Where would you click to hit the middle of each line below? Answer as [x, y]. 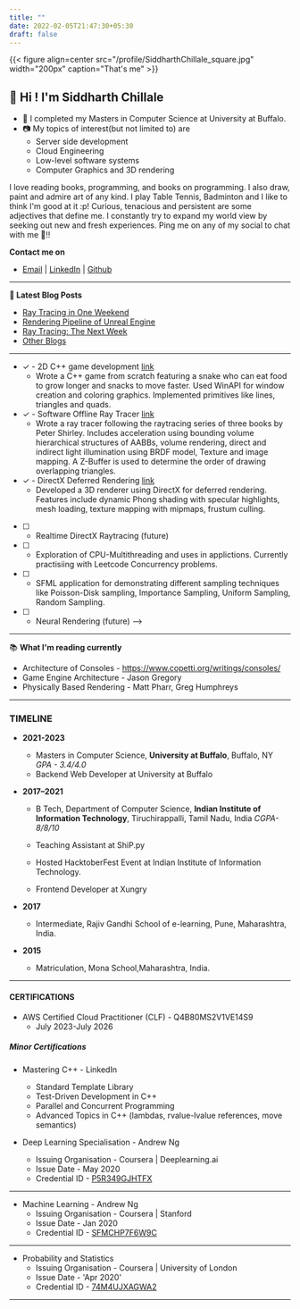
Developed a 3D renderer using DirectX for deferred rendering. [151, 490]
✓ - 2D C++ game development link [88, 366]
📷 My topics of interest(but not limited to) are [106, 129]
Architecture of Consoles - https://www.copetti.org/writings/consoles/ [151, 668]
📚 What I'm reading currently [66, 648]
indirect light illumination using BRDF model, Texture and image [152, 452]
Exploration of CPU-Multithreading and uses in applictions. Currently [162, 555]
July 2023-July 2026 [74, 1026]
